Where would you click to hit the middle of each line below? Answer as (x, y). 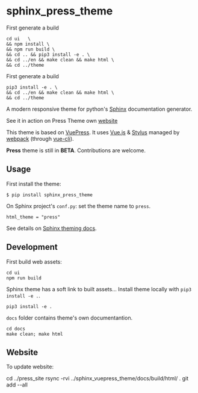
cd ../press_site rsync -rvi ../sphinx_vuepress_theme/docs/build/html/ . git (97, 379)
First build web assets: (34, 261)
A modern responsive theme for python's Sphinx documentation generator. (99, 109)
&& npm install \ (28, 44)
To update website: (30, 367)
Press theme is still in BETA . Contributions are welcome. (76, 150)
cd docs (16, 329)
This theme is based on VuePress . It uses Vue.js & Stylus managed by (93, 132)
